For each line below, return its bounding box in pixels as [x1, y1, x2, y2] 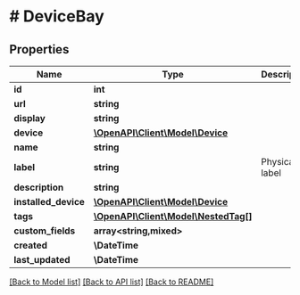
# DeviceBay [9, 6, 104, 27]
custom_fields [13, 225, 76, 237]
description [13, 181, 64, 193]
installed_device [13, 196, 85, 208]
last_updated [13, 254, 71, 266]
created [13, 239, 47, 251]
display [13, 112, 46, 124]
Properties [9, 42, 70, 57]
